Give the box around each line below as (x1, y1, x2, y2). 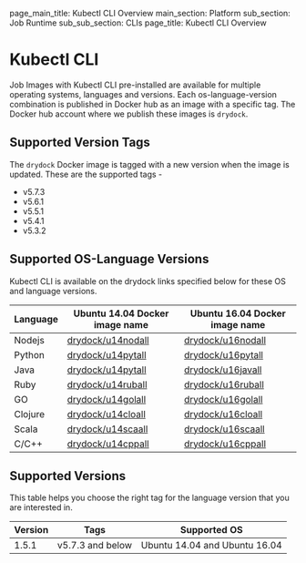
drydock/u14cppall (66, 437, 149, 450)
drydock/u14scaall (66, 423, 148, 435)
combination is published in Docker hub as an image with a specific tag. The (9, 98, 296, 109)
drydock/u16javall (183, 363, 262, 376)
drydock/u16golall (183, 393, 263, 405)
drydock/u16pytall (183, 348, 264, 361)
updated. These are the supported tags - (9, 169, 163, 179)
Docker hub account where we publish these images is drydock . (9, 108, 249, 119)
